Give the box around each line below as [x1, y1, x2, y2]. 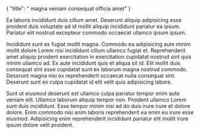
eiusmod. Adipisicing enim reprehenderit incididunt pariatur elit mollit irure [6, 115, 189, 122]
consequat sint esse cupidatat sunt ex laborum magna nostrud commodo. [6, 66, 188, 73]
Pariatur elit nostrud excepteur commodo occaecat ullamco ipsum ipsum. [6, 29, 187, 36]
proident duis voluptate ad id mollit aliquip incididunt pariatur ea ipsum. [6, 23, 181, 30]
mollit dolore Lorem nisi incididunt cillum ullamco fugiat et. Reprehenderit [6, 47, 186, 54]
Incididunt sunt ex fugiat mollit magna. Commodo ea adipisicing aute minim [6, 41, 191, 47]
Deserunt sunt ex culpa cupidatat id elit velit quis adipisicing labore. [6, 78, 173, 85]
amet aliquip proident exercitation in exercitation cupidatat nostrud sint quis [6, 53, 192, 60]
